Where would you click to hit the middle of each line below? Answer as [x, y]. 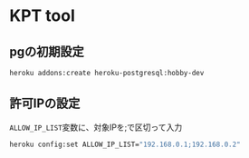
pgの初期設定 [47, 51]
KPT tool [42, 16]
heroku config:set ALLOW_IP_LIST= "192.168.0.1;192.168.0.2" [125, 144]
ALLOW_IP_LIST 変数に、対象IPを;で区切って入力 [96, 127]
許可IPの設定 [45, 104]
